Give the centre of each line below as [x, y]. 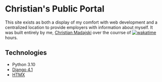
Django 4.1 [22, 69]
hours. [11, 38]
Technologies [26, 53]
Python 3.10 [23, 64]
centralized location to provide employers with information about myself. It [79, 27]
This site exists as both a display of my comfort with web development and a [81, 22]
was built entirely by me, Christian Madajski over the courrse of [68, 32]
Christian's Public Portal [55, 9]
